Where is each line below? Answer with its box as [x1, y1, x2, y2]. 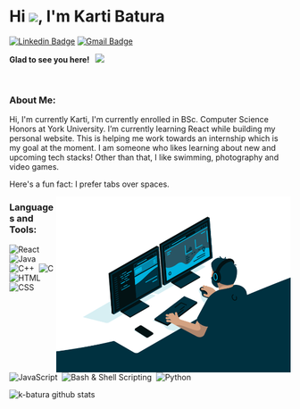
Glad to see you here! [9, 54, 90, 64]
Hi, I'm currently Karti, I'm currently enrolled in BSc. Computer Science [9, 114, 270, 125]
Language [9, 201, 54, 213]
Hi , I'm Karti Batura [9, 6, 165, 27]
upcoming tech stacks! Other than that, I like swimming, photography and [9, 152, 279, 163]
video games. [9, 162, 60, 172]
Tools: [9, 223, 37, 236]
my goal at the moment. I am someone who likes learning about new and [9, 143, 277, 154]
